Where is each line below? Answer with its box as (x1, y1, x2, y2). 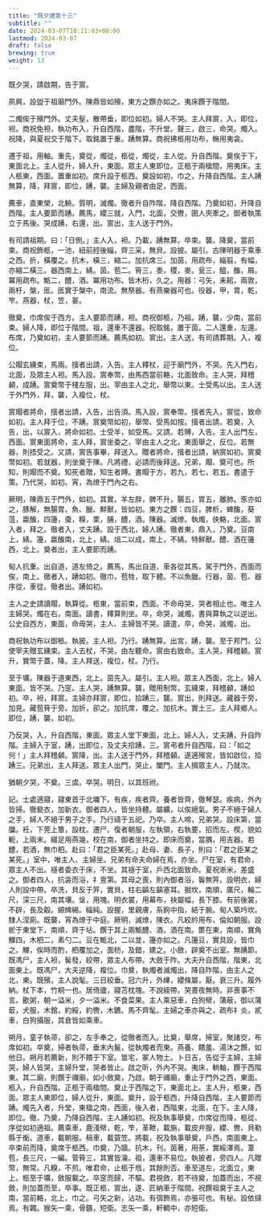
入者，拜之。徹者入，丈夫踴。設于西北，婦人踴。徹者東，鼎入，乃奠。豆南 (8, 524, 255, 534)
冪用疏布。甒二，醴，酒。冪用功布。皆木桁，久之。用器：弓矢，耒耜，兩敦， (8, 275, 262, 285)
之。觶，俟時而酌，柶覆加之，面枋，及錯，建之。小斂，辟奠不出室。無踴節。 (8, 945, 262, 954)
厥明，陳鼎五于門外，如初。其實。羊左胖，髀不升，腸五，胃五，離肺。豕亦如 (8, 494, 262, 504)
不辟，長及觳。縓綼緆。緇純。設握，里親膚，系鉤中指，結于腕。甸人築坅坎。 (8, 904, 262, 914)
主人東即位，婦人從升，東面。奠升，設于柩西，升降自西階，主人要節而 (29, 1092, 262, 1102)
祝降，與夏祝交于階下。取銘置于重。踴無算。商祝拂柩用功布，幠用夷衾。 (8, 133, 247, 143)
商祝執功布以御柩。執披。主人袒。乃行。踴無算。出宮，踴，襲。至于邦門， (8, 635, 255, 645)
